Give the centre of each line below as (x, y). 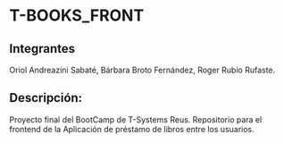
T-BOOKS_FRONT (77, 16)
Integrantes (42, 49)
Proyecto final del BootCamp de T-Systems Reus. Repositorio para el (136, 119)
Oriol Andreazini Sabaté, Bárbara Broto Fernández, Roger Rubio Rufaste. (142, 70)
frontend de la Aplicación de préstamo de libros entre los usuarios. (132, 129)
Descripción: (46, 98)
